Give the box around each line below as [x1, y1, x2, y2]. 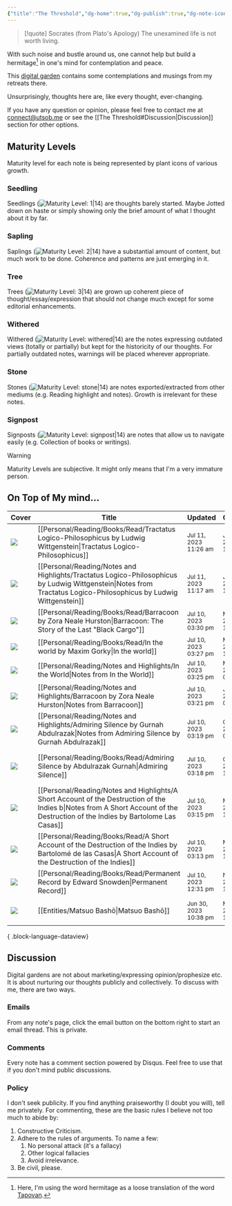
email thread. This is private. [7, 1025, 88, 1034]
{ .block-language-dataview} [7, 932, 89, 940]
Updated [187, 513, 216, 522]
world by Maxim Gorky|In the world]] [37, 646, 157, 656]
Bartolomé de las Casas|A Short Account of [37, 848, 179, 858]
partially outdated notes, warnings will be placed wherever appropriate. [7, 350, 211, 358]
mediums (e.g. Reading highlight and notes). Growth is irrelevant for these [7, 390, 217, 399]
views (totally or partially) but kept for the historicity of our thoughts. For [7, 342, 213, 351]
